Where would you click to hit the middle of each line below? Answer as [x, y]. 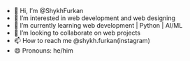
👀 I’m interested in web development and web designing [95, 18]
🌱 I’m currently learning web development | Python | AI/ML [98, 25]
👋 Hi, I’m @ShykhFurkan [49, 11]
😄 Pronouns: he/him [43, 51]
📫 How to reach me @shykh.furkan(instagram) [82, 41]
